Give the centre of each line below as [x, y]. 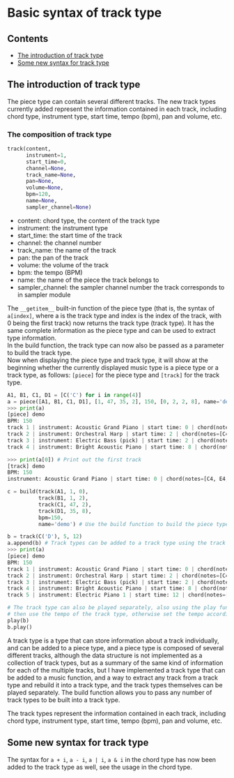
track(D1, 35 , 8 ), [65, 511]
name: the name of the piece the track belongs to [88, 280]
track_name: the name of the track [67, 250]
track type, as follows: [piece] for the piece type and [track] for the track [114, 375]
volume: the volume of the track [63, 265]
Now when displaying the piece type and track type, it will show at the [108, 360]
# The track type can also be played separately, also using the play [112, 608]
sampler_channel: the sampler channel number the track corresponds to [121, 287]
